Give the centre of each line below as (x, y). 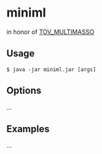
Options (24, 91)
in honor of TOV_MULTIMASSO (50, 32)
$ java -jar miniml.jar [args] (51, 69)
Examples (28, 129)
